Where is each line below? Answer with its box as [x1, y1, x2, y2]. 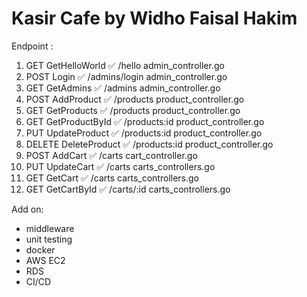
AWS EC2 [25, 254, 66, 266]
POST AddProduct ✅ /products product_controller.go [25, 93, 245, 105]
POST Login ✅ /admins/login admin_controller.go [25, 70, 228, 82]
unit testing [25, 233, 73, 245]
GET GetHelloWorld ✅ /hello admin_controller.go [25, 59, 225, 71]
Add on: [11, 203, 44, 215]
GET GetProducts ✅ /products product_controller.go [25, 104, 241, 116]
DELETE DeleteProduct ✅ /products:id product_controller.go [25, 138, 274, 150]
